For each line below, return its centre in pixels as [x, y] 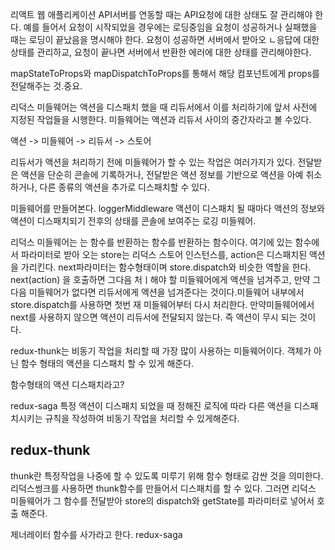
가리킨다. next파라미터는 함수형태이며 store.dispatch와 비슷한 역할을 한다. [166, 267]
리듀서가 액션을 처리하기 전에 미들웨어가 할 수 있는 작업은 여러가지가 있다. [153, 162]
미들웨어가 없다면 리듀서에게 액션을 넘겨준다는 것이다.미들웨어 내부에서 [166, 292]
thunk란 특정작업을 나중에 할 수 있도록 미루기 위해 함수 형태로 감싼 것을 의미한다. [167, 475]
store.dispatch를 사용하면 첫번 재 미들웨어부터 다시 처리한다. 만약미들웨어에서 [162, 304]
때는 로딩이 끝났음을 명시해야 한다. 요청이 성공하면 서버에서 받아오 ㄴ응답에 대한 [165, 39]
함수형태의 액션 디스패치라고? [67, 384]
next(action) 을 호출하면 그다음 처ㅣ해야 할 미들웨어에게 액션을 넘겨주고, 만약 [160, 279]
